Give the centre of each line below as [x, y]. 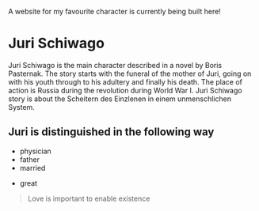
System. [22, 107]
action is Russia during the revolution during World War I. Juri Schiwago [126, 90]
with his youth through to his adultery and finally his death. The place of [126, 81]
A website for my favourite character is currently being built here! [115, 11]
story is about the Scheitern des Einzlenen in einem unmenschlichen [120, 99]
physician [35, 151]
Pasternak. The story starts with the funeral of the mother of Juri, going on [130, 73]
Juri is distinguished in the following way [111, 132]
